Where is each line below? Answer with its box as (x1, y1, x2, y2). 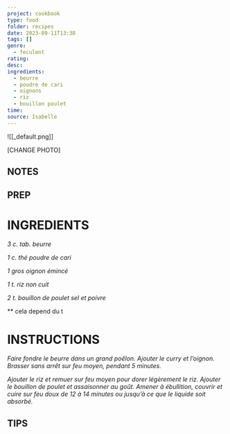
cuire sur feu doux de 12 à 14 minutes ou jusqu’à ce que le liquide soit (7, 390, 206, 399)
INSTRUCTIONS (7, 331, 100, 347)
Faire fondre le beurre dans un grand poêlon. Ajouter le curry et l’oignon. (7, 354, 215, 363)
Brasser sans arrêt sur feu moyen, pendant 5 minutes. (7, 362, 161, 370)
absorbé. (7, 397, 33, 406)
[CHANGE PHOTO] (7, 146, 61, 154)
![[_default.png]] (7, 132, 54, 141)
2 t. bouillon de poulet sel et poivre (7, 294, 106, 302)
